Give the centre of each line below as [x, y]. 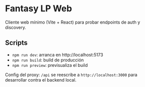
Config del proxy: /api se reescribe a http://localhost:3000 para [71, 75]
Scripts [16, 43]
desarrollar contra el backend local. [41, 80]
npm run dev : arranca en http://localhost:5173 [58, 55]
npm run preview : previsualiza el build [50, 65]
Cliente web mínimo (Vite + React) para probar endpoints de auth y [73, 22]
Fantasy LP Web [39, 9]
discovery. [16, 27]
